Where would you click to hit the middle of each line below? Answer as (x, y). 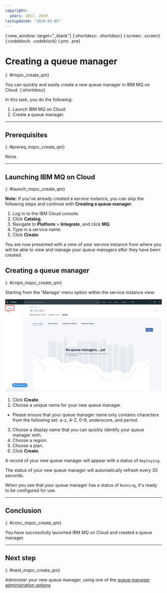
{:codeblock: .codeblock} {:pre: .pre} (43, 41)
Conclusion (23, 511)
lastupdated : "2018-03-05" (33, 21)
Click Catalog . (27, 219)
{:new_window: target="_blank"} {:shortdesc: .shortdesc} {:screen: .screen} (83, 36)
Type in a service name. (37, 229)
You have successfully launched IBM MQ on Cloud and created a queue (79, 532)
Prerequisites (26, 135)
